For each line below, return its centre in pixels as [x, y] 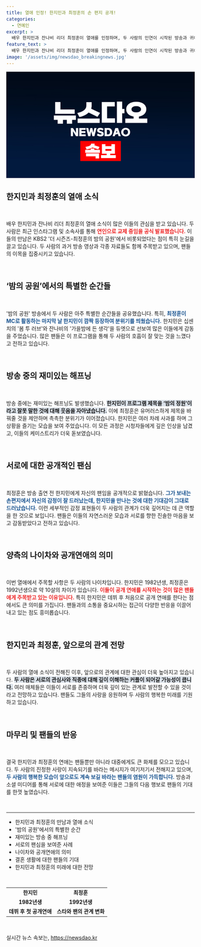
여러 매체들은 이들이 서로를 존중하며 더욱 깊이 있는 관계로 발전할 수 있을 [97, 687]
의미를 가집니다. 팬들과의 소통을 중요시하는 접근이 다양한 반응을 [102, 605]
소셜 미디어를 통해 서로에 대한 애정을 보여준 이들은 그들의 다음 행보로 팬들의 [94, 784]
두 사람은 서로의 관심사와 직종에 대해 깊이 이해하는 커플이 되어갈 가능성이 [98, 680]
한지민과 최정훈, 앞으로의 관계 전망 [66, 645]
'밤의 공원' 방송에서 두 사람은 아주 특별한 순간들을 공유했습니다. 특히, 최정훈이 [96, 313]
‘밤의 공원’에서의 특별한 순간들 [59, 286]
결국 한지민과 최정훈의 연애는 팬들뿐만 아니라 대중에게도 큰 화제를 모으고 [90, 762]
